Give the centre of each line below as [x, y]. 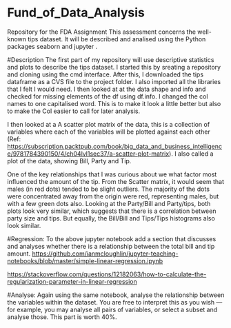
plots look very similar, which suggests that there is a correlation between [112, 211]
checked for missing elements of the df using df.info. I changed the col [108, 96]
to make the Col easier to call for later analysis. [74, 111]
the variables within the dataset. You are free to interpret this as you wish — [115, 302]
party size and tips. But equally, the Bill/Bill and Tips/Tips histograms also [111, 218]
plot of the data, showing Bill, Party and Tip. [69, 161]
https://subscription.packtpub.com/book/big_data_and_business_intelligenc [115, 146]
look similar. [24, 225]
